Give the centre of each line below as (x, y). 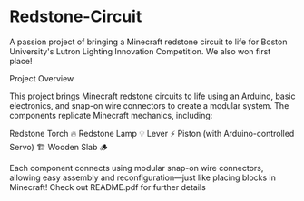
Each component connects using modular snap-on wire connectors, (137, 167)
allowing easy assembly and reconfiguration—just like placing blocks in (143, 177)
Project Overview (42, 78)
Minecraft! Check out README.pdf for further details (108, 187)
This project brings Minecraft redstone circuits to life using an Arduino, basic (152, 96)
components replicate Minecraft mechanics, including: (111, 115)
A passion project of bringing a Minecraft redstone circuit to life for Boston (148, 42)
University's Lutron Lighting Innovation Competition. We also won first (140, 51)
